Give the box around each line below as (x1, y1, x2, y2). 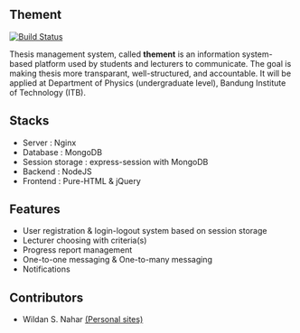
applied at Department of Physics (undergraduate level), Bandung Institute (9, 77, 286, 88)
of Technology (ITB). (9, 87, 86, 97)
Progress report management (22, 245, 133, 255)
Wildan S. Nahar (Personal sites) (22, 314, 144, 325)
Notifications (22, 264, 70, 274)
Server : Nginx (22, 137, 77, 148)
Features (9, 202, 61, 217)
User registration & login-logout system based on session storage (22, 226, 267, 236)
